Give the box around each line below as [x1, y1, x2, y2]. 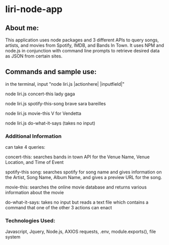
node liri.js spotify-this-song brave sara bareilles [5, 100, 106, 106]
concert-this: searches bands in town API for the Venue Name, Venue [5, 154, 150, 160]
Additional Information [5, 133, 62, 140]
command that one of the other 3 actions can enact [5, 205, 112, 211]
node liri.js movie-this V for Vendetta [5, 110, 82, 116]
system [5, 234, 21, 240]
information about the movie [5, 190, 64, 196]
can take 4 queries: [5, 144, 45, 150]
